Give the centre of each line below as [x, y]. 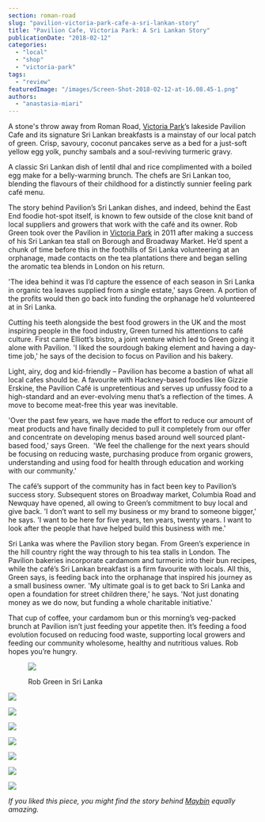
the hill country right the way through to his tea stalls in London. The [119, 552]
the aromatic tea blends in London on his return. [86, 267]
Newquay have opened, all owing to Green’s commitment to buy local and [128, 503]
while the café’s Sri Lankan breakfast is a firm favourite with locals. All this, [130, 569]
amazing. [24, 809]
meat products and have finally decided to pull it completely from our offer [129, 429]
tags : [17, 74]
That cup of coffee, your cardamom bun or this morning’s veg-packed [122, 618]
